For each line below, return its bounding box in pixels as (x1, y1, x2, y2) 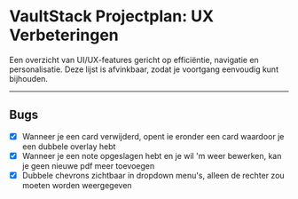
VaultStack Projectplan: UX (9, 6, 215, 27)
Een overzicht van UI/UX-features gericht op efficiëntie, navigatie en (9, 54, 259, 65)
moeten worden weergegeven (21, 179, 132, 190)
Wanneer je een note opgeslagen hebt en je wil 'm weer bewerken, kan (21, 150, 282, 161)
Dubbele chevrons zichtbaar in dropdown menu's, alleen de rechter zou (21, 170, 286, 180)
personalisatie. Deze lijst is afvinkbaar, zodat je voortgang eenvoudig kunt (9, 64, 279, 75)
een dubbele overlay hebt (21, 140, 116, 152)
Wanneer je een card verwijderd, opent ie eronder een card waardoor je (21, 131, 285, 141)
